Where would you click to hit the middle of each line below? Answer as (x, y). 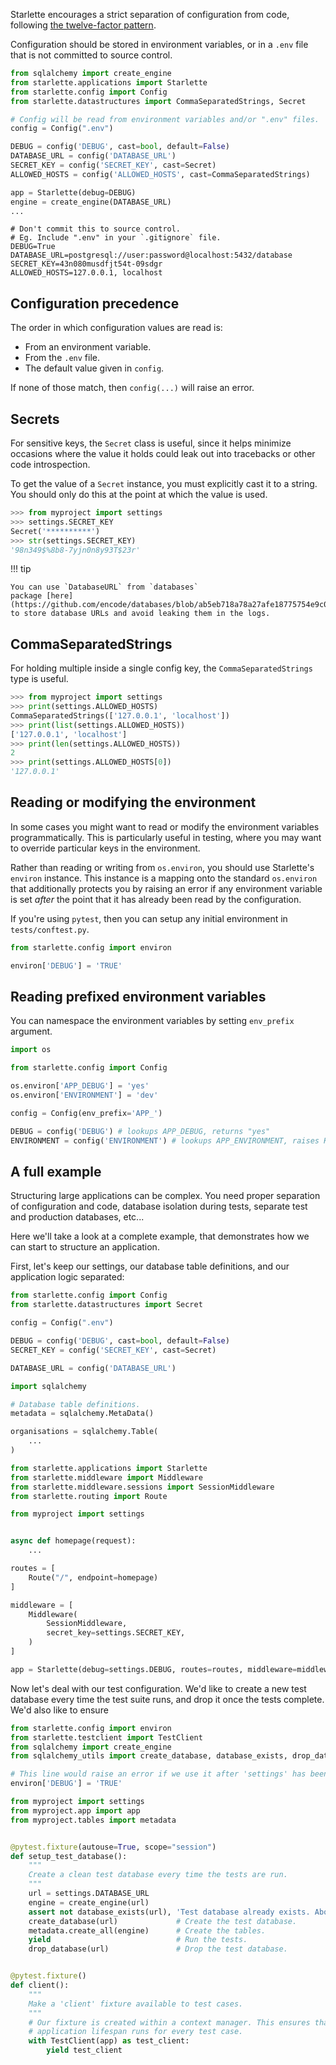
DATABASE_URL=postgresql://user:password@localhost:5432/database (151, 255)
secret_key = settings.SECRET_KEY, (116, 1633)
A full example (56, 1171)
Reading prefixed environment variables (138, 997)
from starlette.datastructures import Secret (106, 1305)
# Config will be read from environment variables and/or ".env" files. (165, 119)
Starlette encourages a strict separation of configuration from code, (150, 14)
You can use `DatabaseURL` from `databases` (104, 587)
